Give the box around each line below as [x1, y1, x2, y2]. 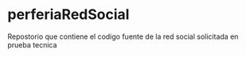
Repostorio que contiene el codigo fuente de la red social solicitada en [7, 32, 239, 41]
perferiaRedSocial [7, 6, 130, 24]
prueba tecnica [7, 40, 57, 49]
